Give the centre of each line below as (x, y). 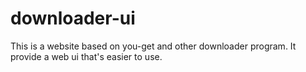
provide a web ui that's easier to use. (86, 56)
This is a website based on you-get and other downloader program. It (153, 46)
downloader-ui (73, 18)
